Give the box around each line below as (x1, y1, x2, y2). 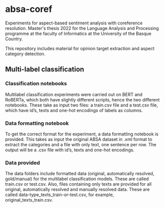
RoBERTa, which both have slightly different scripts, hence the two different (5, 97, 160, 103)
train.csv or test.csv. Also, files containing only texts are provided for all (5, 181, 152, 187)
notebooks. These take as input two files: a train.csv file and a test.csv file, (5, 102, 158, 108)
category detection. (5, 51, 46, 57)
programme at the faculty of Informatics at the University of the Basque (5, 30, 152, 36)
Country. (5, 36, 23, 42)
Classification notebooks (5, 80, 67, 87)
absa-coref (5, 3, 53, 15)
